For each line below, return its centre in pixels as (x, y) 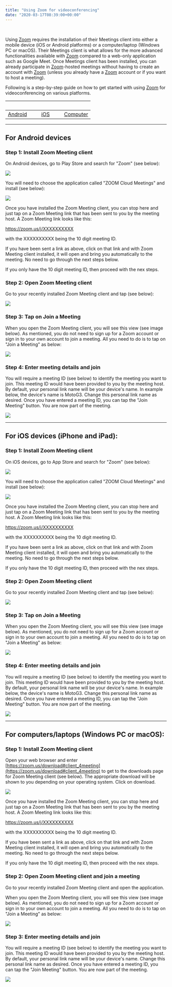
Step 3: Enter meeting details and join (53, 937)
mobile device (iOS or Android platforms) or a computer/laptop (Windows (82, 45)
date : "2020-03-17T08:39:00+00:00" (43, 15)
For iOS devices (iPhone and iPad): (61, 436)
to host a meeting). (25, 77)
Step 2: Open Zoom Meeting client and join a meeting (72, 876)
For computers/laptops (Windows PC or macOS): (85, 735)
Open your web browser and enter (41, 760)
